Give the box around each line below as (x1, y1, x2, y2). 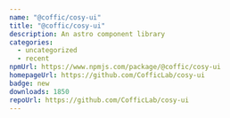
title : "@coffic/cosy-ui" (9, 21, 105, 30)
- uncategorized (17, 46, 78, 55)
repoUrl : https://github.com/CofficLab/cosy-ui (9, 95, 190, 105)
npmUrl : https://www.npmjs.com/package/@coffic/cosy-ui (9, 63, 221, 72)
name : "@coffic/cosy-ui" (9, 12, 102, 22)
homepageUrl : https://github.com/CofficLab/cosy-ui (9, 71, 205, 80)
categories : (9, 37, 53, 47)
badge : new (9, 79, 50, 88)
